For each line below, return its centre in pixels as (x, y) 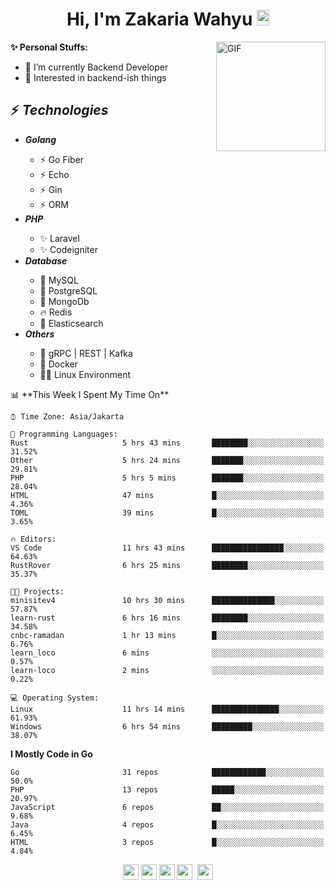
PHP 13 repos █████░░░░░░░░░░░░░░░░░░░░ (167, 789)
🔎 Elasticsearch (71, 323)
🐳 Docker (59, 364)
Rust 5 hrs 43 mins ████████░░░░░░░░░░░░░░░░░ (167, 443)
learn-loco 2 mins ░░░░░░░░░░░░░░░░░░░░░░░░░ (167, 670)
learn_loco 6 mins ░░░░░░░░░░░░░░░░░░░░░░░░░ (167, 653)
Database (46, 260)
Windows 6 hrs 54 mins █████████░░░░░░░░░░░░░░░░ (167, 726)
